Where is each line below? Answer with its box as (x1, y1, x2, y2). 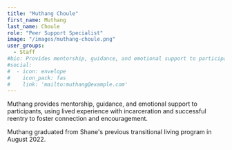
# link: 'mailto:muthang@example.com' (7, 81, 128, 88)
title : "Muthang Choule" (7, 10, 79, 17)
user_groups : (7, 42, 45, 49)
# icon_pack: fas (7, 74, 67, 82)
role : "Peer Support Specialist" (7, 29, 104, 37)
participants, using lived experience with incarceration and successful (7, 107, 206, 115)
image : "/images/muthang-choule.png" (7, 36, 116, 43)
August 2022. (7, 135, 46, 144)
